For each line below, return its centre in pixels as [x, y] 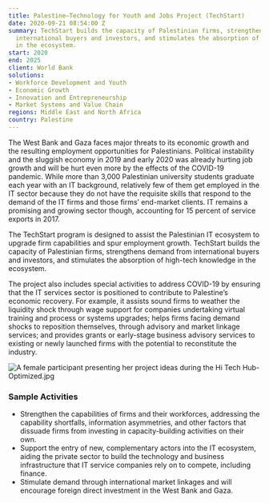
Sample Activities [43, 397]
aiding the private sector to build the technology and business [122, 457]
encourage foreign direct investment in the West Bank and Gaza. [126, 491]
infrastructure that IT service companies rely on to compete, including [135, 465]
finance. [33, 473]
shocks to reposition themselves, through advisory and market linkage [124, 326]
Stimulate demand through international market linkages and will [126, 482]
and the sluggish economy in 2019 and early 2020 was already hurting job [131, 159]
